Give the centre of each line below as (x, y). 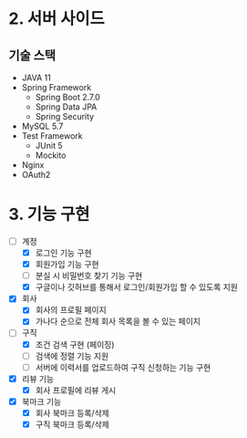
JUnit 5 (49, 146)
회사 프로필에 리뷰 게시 (76, 390)
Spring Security (65, 116)
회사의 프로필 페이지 (71, 310)
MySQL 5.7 (42, 126)
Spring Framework (57, 87)
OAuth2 (36, 175)
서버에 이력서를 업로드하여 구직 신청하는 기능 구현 (123, 367)
